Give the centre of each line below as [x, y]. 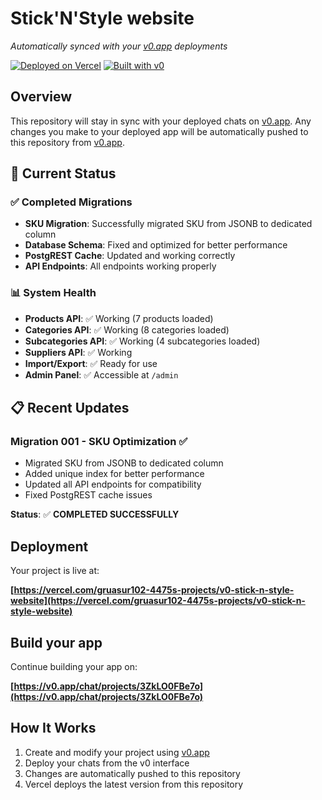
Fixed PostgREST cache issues [88, 495]
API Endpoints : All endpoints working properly [120, 266]
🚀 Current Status [63, 173]
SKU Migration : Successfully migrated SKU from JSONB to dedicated [168, 224]
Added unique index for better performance [114, 474]
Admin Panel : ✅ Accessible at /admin [101, 374]
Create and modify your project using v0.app [117, 752]
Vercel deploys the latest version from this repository [134, 784]
